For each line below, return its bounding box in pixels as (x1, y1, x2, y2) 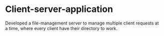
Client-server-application (5, 3, 113, 15)
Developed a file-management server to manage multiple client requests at (5, 20, 159, 26)
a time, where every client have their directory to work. (5, 25, 118, 31)
